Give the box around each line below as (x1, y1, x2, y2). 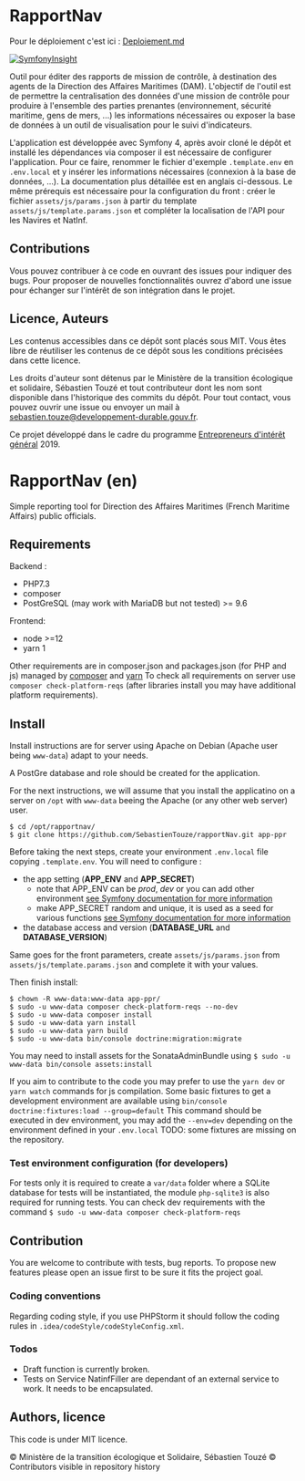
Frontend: (9, 616, 46, 627)
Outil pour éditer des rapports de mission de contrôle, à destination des (9, 70, 278, 82)
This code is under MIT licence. (9, 1434, 128, 1445)
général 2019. (9, 439, 61, 450)
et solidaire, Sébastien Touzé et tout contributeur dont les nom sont (9, 382, 262, 393)
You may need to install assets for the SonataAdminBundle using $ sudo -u (9, 1051, 291, 1062)
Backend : (9, 561, 47, 572)
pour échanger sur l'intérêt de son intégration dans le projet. (9, 285, 236, 295)
